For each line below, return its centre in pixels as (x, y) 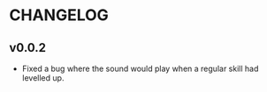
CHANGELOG (59, 15)
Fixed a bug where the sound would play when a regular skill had (140, 68)
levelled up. (43, 78)
